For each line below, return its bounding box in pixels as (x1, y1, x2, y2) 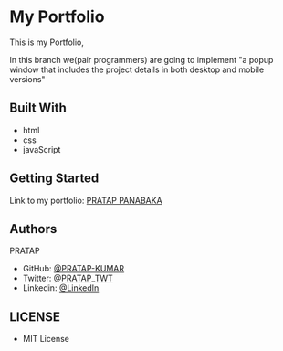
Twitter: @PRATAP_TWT (22, 272, 114, 284)
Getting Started (9, 171, 100, 186)
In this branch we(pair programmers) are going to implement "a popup (9, 54, 274, 65)
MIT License (22, 334, 70, 345)
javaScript (22, 144, 61, 154)
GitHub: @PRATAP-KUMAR (22, 263, 125, 274)
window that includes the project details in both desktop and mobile (9, 64, 265, 75)
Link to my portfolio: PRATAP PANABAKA (9, 195, 162, 206)
